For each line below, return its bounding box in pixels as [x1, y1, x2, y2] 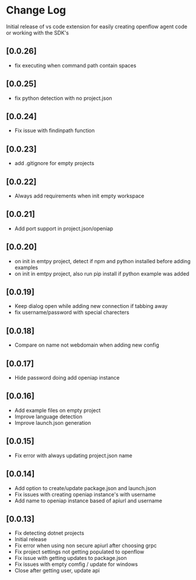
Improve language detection [14, 413, 83, 420]
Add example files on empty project [14, 407, 101, 414]
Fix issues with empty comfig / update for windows [14, 561, 138, 568]
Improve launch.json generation [14, 419, 91, 426]
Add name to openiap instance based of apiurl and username [14, 497, 163, 504]
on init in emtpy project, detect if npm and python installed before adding [14, 257, 191, 264]
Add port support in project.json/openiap [14, 224, 114, 232]
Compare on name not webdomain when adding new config [14, 341, 159, 348]
